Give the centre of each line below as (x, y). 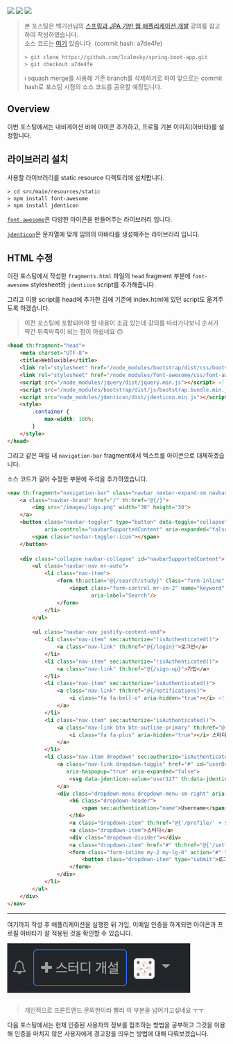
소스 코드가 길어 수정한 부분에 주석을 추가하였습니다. (77, 479)
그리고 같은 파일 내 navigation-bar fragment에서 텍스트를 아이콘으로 (101, 455)
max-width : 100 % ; (69, 419)
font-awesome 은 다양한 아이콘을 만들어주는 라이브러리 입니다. (90, 219)
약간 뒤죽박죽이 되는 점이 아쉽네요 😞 (74, 332)
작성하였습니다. (58, 34)
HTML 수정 (30, 258)
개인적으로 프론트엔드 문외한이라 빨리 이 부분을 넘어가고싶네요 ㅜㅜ (114, 1010)
